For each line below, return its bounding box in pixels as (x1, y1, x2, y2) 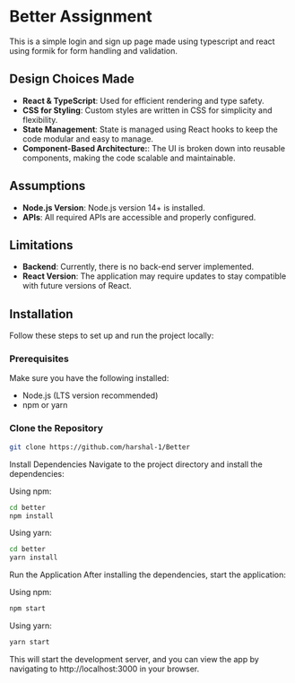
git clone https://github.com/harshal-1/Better (9, 442, 191, 452)
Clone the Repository (9, 422, 104, 435)
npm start (9, 604, 47, 613)
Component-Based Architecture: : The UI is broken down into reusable (22, 143, 285, 153)
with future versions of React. (22, 281, 132, 291)
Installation (9, 307, 74, 322)
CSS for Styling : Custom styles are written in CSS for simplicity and (22, 105, 273, 116)
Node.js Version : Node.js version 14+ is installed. (22, 202, 205, 212)
